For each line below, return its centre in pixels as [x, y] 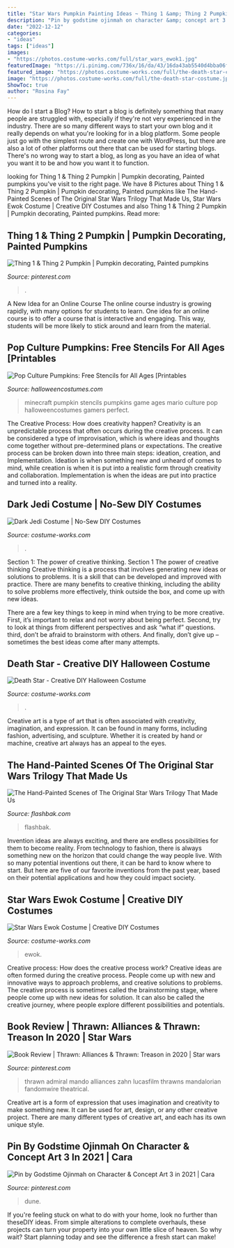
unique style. [26, 1124]
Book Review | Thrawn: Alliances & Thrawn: [104, 1027]
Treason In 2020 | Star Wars [70, 1038]
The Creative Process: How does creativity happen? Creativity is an [104, 423]
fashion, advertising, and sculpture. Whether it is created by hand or [105, 736]
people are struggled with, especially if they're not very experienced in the [114, 118]
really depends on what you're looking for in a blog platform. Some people [114, 134]
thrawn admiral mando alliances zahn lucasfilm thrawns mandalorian [123, 1081]
